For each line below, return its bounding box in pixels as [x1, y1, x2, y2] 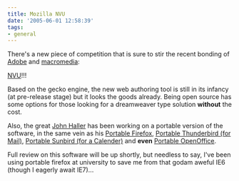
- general [7, 30, 37, 38]
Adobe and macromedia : [7, 58, 80, 66]
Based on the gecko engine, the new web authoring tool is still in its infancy [7, 85, 229, 93]
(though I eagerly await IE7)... [7, 165, 94, 175]
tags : [7, 24, 24, 31]
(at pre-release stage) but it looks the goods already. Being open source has [7, 93, 232, 101]
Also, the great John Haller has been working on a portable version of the [7, 122, 223, 130]
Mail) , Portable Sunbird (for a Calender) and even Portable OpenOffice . [7, 137, 217, 145]
